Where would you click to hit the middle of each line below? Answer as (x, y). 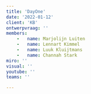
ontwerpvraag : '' (27, 28)
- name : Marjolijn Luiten (51, 39)
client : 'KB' (22, 22)
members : (17, 33)
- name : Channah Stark (47, 55)
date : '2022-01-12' (30, 17)
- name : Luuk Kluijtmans (50, 50)
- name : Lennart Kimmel (48, 45)
